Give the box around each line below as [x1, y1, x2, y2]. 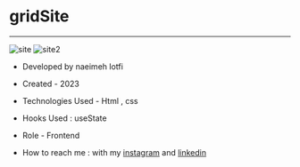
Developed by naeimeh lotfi [21, 60, 123, 72]
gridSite [9, 6, 70, 27]
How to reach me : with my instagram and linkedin [21, 147, 207, 157]
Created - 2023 [21, 78, 80, 89]
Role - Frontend [21, 130, 80, 140]
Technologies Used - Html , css [21, 95, 138, 106]
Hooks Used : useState [21, 113, 107, 123]
